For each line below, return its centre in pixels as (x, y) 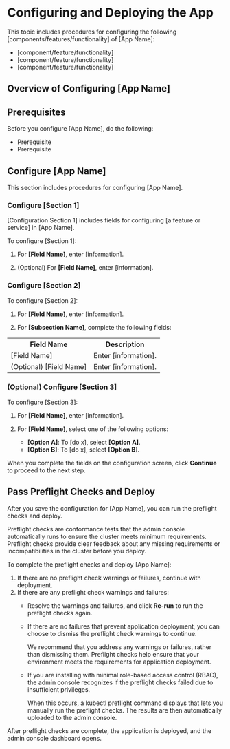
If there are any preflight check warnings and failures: (93, 592)
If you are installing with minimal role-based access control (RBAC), (123, 675)
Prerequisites (36, 112)
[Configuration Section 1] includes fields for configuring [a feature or (104, 220)
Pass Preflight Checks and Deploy (81, 492)
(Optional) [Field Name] (49, 366)
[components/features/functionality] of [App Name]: (81, 39)
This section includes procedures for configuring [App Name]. (95, 187)
